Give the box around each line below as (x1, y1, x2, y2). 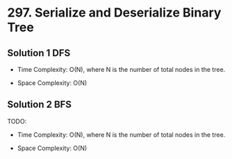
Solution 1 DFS (7, 47, 71, 59)
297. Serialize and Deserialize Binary (7, 5, 222, 21)
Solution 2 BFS (7, 99, 72, 111)
